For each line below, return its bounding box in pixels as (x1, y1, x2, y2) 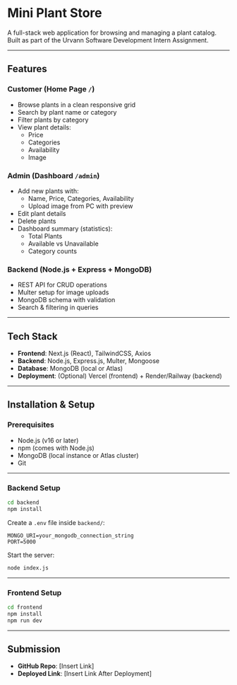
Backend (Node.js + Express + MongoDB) (7, 264, 152, 274)
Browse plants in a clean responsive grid (17, 100, 136, 109)
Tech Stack (7, 330, 58, 342)
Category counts (28, 246, 78, 255)
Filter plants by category (17, 115, 89, 124)
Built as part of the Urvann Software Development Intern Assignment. (7, 35, 209, 44)
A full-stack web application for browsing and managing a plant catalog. (7, 28, 217, 37)
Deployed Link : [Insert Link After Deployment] (17, 669, 152, 678)
